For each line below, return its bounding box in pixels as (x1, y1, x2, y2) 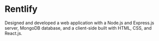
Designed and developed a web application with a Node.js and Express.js (4, 20, 155, 26)
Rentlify (4, 3, 38, 15)
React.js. (4, 30, 23, 36)
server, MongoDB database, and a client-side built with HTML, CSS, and (4, 25, 152, 31)
